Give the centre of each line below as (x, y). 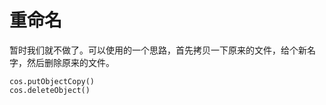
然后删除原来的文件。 (70, 62)
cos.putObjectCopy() (52, 81)
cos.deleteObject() (50, 90)
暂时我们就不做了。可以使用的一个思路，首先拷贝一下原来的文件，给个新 (158, 50)
